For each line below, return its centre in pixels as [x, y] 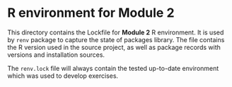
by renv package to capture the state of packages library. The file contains [116, 39]
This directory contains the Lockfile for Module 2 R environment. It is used [116, 32]
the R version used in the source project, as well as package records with [114, 47]
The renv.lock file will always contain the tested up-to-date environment [113, 68]
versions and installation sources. [56, 55]
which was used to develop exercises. [63, 76]
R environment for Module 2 [91, 13]
